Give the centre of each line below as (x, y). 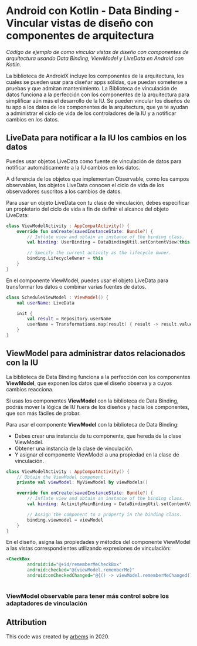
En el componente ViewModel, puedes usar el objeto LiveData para (87, 280)
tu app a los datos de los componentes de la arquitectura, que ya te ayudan (97, 107)
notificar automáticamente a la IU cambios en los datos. (73, 167)
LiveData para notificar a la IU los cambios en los (96, 138)
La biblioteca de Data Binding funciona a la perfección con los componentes (98, 377)
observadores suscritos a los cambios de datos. (64, 191)
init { (25, 313)
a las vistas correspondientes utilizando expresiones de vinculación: (89, 548)
